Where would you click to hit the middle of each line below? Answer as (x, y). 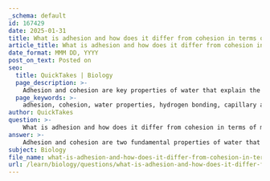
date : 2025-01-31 (37, 30)
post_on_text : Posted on (50, 61)
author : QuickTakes (41, 113)
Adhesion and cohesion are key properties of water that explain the (142, 90)
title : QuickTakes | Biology (64, 75)
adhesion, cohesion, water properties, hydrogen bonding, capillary (140, 105)
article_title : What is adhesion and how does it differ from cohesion (131, 46)
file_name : (27, 157)
